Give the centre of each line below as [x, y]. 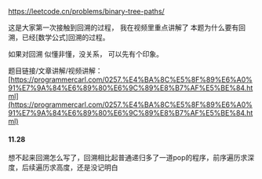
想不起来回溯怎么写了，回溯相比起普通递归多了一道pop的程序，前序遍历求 [128, 158]
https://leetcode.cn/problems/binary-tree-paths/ [86, 11]
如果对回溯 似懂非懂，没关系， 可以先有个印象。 [86, 54]
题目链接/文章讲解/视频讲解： [56, 71]
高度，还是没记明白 [87, 167]
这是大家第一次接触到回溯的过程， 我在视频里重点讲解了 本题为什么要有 [124, 27]
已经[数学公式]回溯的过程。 [65, 37]
